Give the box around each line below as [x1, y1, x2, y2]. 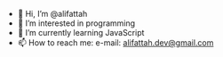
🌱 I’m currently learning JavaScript [17, 28, 145, 37]
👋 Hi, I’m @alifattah [17, 9, 88, 19]
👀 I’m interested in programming [17, 18, 136, 28]
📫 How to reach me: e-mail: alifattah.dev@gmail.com [17, 37, 214, 48]
